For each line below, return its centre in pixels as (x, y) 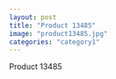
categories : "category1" (54, 42)
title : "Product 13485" (53, 25)
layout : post (33, 17)
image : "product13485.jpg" (58, 33)
